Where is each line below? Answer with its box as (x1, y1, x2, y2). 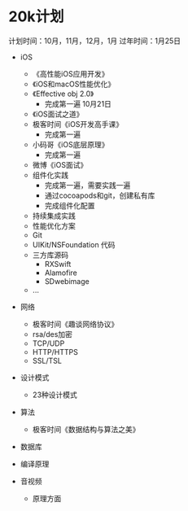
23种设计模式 (32, 390, 77, 400)
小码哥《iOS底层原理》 (32, 139, 109, 149)
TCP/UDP (32, 338, 65, 348)
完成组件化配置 (44, 200, 95, 210)
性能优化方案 (32, 221, 76, 230)
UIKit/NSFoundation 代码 (32, 239, 116, 249)
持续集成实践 (32, 211, 76, 221)
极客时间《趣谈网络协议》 (32, 319, 119, 329)
